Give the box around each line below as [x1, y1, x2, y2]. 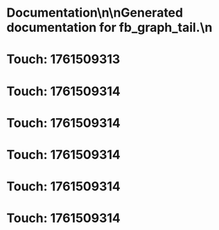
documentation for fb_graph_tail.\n [6, 19, 213, 35]
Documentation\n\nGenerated [6, 5, 184, 21]
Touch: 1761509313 [6, 51, 121, 67]
